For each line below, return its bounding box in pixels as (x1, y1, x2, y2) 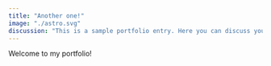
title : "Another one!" (8, 11, 85, 20)
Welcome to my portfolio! (8, 49, 93, 59)
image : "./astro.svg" (8, 19, 81, 27)
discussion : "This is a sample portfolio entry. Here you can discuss (8, 27, 251, 35)
